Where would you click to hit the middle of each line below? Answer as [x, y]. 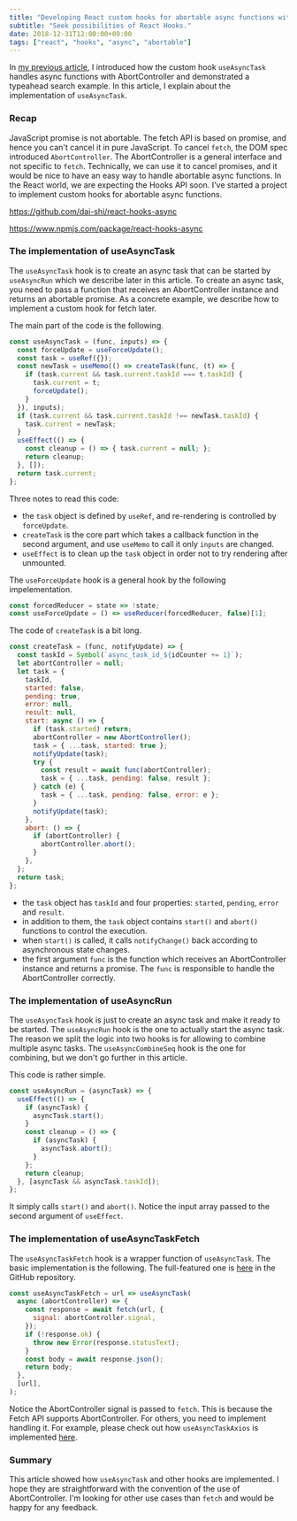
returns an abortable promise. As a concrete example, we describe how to [144, 298]
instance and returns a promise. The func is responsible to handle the [148, 968]
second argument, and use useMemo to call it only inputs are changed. [148, 544]
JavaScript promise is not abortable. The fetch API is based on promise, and [148, 137]
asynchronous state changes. [76, 949]
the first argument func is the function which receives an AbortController [154, 959]
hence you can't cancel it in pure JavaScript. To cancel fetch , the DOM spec [148, 147]
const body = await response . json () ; [95, 1359]
